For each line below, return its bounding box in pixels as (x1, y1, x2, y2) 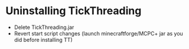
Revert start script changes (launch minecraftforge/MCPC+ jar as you (14, 30, 184, 37)
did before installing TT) (14, 36, 73, 43)
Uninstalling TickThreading (5, 4, 142, 18)
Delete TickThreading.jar (14, 24, 74, 31)
